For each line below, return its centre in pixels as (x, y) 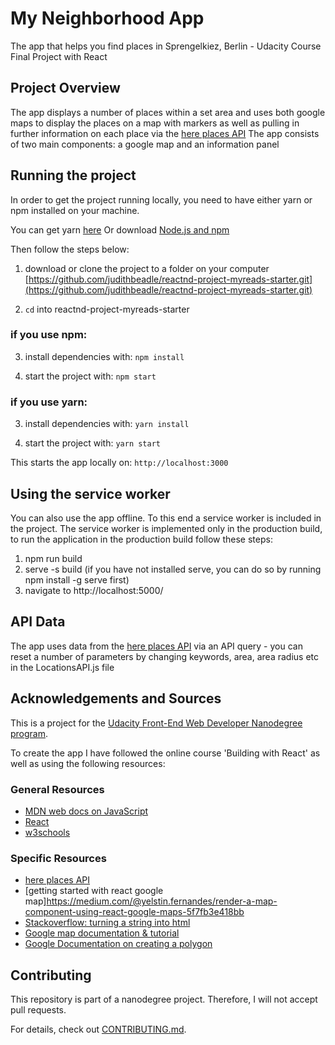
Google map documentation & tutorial (102, 933)
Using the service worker (90, 493)
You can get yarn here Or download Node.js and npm (120, 229)
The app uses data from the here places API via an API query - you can (156, 646)
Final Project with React (59, 56)
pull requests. (38, 1010)
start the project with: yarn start (93, 443)
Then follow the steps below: (70, 249)
